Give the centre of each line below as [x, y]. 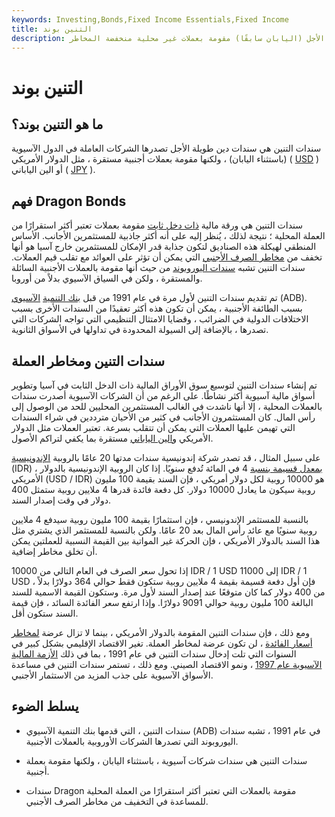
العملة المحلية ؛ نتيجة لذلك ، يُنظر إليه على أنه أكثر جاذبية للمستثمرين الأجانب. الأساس [168, 236]
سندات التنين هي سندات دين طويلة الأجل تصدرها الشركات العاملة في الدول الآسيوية [166, 148]
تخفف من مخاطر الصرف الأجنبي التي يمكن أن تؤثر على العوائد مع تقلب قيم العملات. [167, 257]
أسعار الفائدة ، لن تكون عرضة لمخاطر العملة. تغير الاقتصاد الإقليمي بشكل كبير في [162, 643]
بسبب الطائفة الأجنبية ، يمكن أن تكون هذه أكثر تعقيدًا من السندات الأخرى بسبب [157, 308]
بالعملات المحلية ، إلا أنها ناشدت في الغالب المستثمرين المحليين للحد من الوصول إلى [167, 406]
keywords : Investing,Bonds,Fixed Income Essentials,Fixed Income [150, 19]
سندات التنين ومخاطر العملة [88, 361]
